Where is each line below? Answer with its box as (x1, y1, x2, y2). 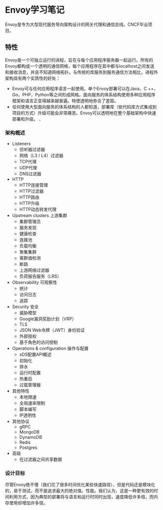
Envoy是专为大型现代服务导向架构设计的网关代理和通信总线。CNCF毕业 (5, 21, 148, 27)
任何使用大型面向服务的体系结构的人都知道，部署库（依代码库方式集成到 (12, 104, 157, 109)
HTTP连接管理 (19, 182, 49, 188)
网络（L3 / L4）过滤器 (19, 153, 64, 159)
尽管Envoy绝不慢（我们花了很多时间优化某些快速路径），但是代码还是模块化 (5, 482, 156, 488)
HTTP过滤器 (19, 188, 44, 194)
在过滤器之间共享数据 (19, 456, 62, 462)
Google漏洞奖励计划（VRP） (19, 316, 77, 322)
